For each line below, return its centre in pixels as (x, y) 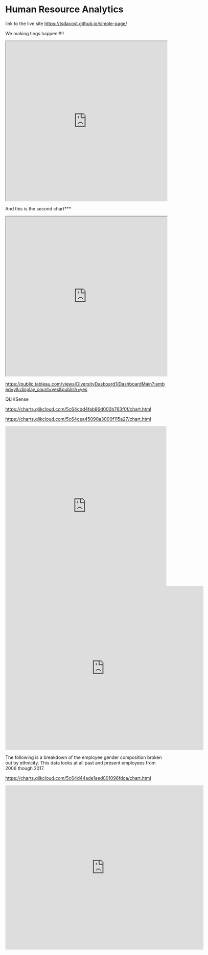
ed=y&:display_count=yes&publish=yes (47, 389)
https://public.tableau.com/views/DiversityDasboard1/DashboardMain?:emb (85, 384)
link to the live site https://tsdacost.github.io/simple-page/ (66, 23)
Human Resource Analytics (64, 9)
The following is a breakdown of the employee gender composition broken (84, 757)
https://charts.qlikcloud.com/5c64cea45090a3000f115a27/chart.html (78, 419)
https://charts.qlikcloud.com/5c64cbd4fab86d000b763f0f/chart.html (78, 409)
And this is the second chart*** (38, 208)
